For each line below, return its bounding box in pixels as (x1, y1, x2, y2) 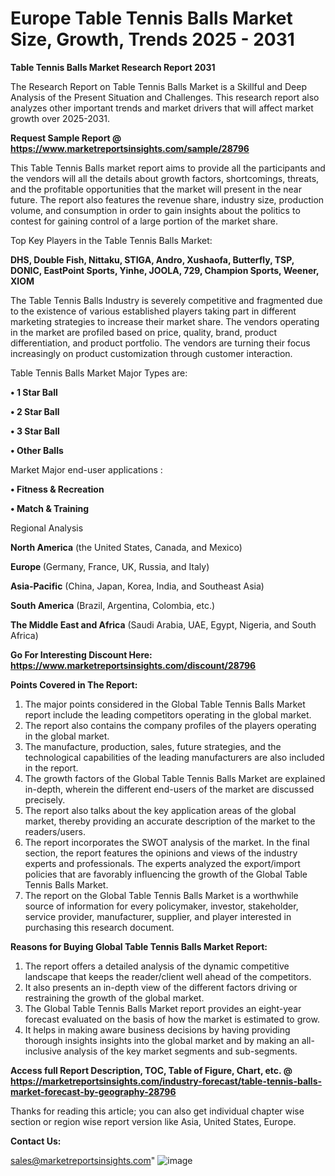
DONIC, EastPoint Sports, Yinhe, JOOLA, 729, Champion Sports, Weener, (10, 264, 320, 276)
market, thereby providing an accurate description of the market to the (24, 815, 316, 827)
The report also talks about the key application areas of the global (24, 804, 297, 816)
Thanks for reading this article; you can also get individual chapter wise (10, 1105, 305, 1117)
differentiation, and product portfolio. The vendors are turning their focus (10, 337, 311, 349)
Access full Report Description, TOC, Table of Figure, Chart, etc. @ (10, 1064, 293, 1076)
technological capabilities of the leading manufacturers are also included (24, 751, 325, 763)
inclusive (24, 1045, 62, 1057)
